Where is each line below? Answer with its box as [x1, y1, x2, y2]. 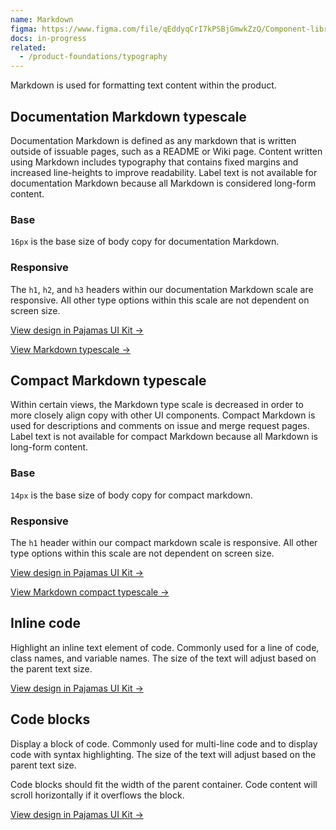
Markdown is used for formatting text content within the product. [10, 79, 277, 91]
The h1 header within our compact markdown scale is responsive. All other [10, 536, 318, 548]
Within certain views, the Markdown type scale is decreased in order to [10, 399, 304, 411]
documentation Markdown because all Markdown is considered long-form [10, 177, 317, 189]
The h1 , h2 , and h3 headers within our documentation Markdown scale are [10, 283, 314, 295]
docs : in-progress [10, 33, 87, 43]
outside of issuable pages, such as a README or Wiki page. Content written [10, 145, 323, 157]
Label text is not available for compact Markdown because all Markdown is [10, 431, 318, 443]
